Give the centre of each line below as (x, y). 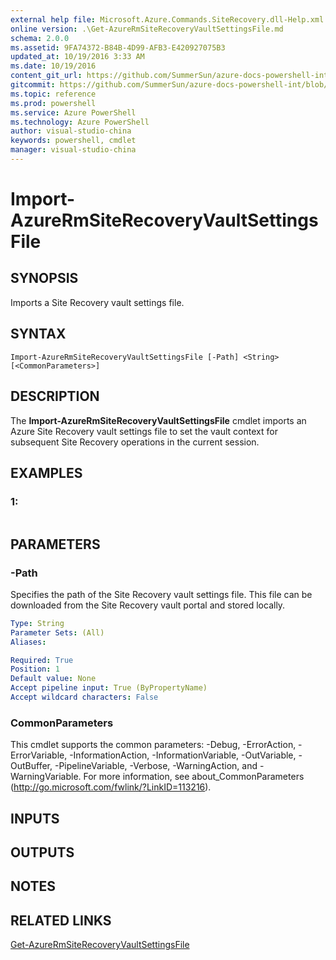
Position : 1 (35, 669)
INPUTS (35, 818)
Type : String (37, 623)
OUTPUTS (42, 852)
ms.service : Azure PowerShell (73, 112)
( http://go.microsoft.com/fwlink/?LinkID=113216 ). (111, 787)
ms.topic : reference (53, 94)
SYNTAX (38, 334)
